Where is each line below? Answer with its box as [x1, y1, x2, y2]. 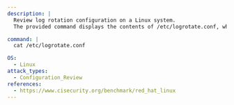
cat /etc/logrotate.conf [13, 42, 86, 49]
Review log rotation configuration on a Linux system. [13, 17, 176, 24]
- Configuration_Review [13, 74, 82, 81]
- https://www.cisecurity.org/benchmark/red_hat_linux [13, 87, 176, 94]
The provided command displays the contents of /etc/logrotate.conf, [13, 23, 219, 30]
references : [7, 81, 42, 88]
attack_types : [7, 67, 49, 74]
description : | [7, 10, 52, 17]
